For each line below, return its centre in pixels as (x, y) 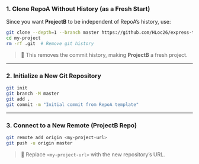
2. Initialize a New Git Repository (54, 76)
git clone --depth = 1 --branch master (53, 33)
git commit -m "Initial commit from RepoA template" (73, 104)
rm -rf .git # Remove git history (50, 44)
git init (17, 88)
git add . (18, 99)
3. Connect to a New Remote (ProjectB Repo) (72, 125)
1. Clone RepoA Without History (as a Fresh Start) (78, 9)
